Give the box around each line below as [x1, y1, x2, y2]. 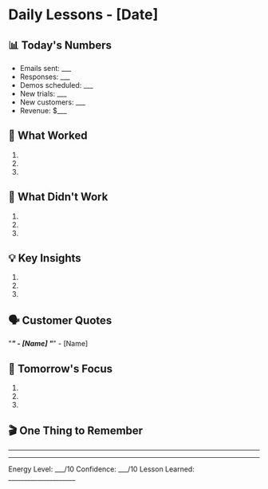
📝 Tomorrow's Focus [8, 361, 113, 376]
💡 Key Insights [8, 251, 81, 265]
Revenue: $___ [19, 106, 68, 115]
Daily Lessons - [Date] [8, 6, 159, 24]
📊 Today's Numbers [8, 38, 112, 52]
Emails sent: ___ [19, 64, 72, 73]
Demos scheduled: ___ [19, 81, 93, 89]
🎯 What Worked [8, 129, 88, 143]
